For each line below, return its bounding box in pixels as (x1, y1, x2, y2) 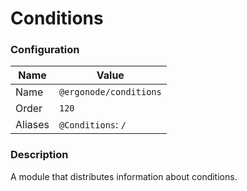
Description (10, 148, 69, 162)
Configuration (10, 43, 80, 57)
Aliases (15, 118, 50, 132)
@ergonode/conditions (59, 87, 162, 98)
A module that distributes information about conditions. (10, 170, 238, 182)
